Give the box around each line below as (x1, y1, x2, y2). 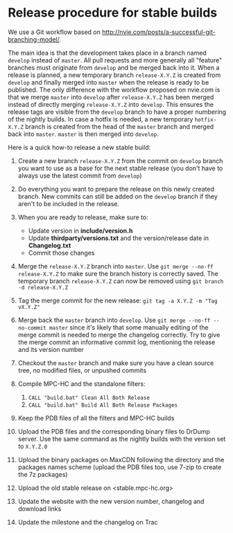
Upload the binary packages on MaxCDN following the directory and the (17, 455, 225, 464)
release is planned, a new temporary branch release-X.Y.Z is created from (8, 71, 221, 79)
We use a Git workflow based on (8, 28, 101, 36)
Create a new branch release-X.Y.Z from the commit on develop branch (17, 156, 223, 164)
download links (17, 505, 62, 513)
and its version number (17, 345, 84, 353)
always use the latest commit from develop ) (17, 171, 142, 180)
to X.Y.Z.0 (17, 442, 48, 450)
